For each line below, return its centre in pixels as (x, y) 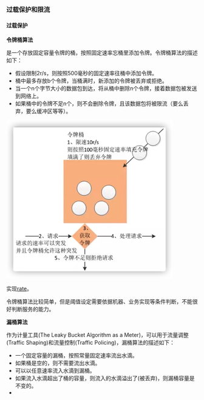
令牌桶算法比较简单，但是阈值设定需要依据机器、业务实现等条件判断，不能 (99, 302)
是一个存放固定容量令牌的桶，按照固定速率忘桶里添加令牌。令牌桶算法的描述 (102, 53)
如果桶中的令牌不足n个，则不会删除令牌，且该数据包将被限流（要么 (99, 104)
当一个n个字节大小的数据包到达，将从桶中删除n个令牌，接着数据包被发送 (106, 89)
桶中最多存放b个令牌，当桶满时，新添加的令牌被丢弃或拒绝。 (91, 81)
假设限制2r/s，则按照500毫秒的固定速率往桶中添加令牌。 (86, 73)
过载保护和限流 (28, 9)
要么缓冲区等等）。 (49, 111)
